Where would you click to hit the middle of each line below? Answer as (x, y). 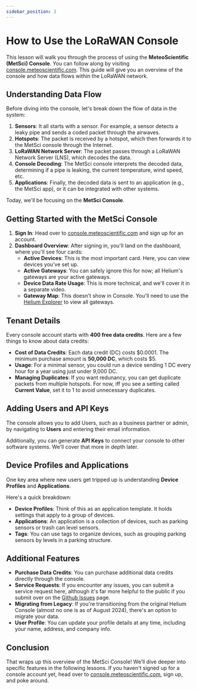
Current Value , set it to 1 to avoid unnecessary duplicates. (85, 390)
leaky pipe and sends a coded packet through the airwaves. (87, 133)
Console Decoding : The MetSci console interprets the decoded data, (99, 164)
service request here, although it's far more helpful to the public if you (100, 592)
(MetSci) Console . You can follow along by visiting (68, 63)
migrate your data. (37, 616)
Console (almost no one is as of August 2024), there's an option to (96, 610)
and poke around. (27, 681)
